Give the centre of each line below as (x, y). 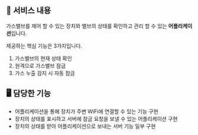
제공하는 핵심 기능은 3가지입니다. (44, 45)
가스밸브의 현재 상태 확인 (43, 58)
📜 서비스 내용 (29, 11)
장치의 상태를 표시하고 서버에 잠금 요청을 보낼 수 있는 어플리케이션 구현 (96, 118)
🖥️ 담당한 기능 (29, 93)
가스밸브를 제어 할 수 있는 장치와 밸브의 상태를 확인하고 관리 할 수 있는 (87, 26)
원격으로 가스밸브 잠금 (40, 65)
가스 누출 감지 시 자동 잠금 (45, 73)
